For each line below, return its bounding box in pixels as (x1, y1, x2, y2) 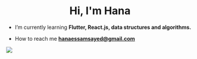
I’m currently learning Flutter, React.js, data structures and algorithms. (14, 24, 192, 31)
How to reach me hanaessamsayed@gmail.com (14, 35, 135, 42)
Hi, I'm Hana (69, 4, 131, 18)
